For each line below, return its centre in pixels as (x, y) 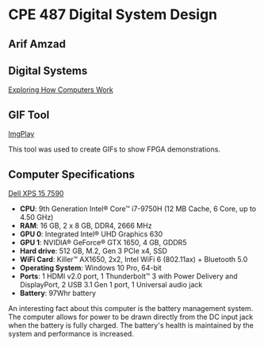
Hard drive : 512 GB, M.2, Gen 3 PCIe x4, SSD (94, 251)
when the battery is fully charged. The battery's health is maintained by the (131, 325)
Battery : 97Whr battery (58, 293)
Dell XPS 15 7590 (36, 194)
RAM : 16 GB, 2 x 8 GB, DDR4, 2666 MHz (86, 226)
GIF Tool (29, 115)
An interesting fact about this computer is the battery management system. (131, 309)
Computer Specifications (72, 174)
